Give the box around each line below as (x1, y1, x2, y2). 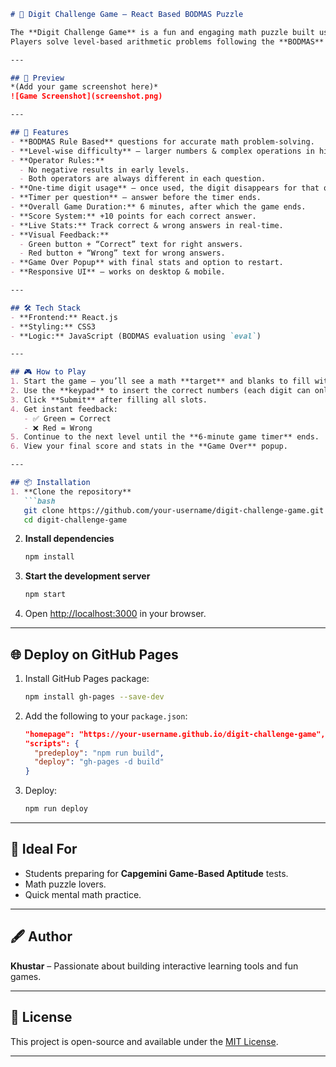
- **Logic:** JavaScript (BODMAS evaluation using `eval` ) (10, 331, 262, 341)
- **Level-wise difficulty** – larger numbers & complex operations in (10, 146, 315, 156)
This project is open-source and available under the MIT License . (10, 1035, 279, 1047)
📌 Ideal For (10, 841, 78, 858)
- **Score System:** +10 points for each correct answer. (10, 211, 257, 221)
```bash (23, 496, 56, 506)
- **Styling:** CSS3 (10, 321, 97, 332)
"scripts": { (24, 738, 80, 749)
